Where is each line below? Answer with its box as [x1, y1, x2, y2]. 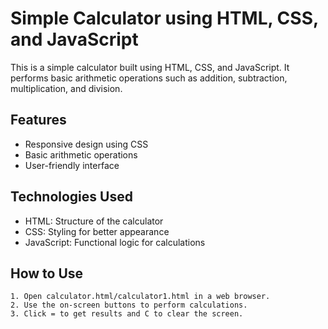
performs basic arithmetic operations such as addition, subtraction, [10, 72, 288, 84]
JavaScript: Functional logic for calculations [24, 236, 206, 248]
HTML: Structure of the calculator [24, 215, 164, 227]
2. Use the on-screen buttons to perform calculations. [10, 300, 248, 311]
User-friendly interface [24, 159, 120, 171]
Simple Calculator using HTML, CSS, [10, 7, 319, 30]
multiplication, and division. [10, 82, 123, 94]
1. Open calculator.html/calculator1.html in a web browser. [10, 292, 271, 302]
